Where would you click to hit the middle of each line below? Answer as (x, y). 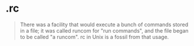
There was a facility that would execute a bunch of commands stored (104, 24)
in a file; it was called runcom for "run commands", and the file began (104, 30)
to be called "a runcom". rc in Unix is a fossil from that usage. (94, 37)
